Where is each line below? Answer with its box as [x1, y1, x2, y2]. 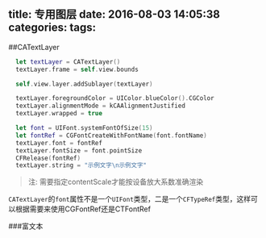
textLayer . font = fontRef [15, 139, 103, 147]
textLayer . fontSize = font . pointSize [15, 146, 143, 155]
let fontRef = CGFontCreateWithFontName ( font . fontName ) [15, 132, 207, 140]
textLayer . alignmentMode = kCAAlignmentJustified [15, 102, 185, 111]
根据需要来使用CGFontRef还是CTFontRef [15, 204, 152, 214]
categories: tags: [8, 21, 97, 35]
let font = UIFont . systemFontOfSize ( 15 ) [15, 124, 153, 132]
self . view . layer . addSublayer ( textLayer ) [15, 80, 153, 88]
